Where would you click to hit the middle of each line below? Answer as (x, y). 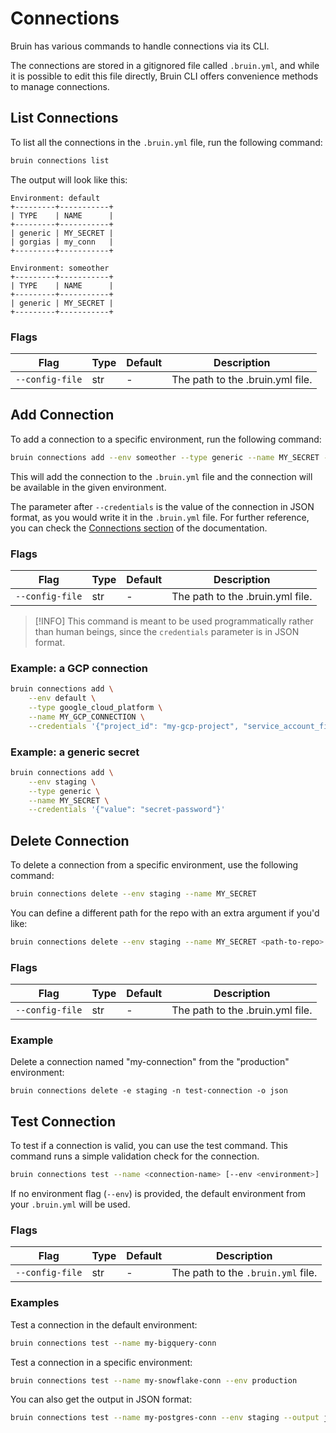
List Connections (64, 118)
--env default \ (62, 698)
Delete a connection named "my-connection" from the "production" (150, 1062)
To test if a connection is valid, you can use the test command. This (149, 1146)
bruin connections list (60, 160)
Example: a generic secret (75, 752)
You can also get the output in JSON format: (101, 1399)
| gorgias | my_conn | (62, 242)
